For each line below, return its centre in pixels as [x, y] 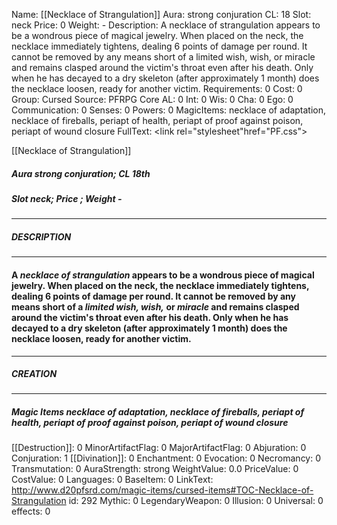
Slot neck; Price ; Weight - [67, 198]
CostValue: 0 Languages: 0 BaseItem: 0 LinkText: [112, 480]
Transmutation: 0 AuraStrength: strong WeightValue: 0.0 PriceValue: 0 [155, 469]
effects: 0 [31, 511]
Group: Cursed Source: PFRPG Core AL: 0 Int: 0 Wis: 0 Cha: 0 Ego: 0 [152, 99]
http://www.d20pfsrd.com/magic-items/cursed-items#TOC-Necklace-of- [162, 490]
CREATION [34, 374]
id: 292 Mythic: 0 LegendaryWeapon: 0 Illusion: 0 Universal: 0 [196, 501]
